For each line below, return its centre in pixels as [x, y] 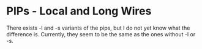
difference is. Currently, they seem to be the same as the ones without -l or [101, 34]
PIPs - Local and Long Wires [79, 11]
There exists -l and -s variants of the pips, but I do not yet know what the [98, 28]
